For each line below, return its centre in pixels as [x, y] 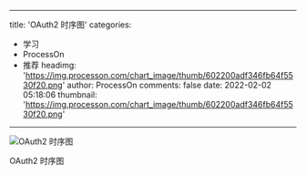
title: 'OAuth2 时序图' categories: [71, 25]
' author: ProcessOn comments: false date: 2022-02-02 [167, 85]
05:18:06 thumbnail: [60, 95]
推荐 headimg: [50, 65]
